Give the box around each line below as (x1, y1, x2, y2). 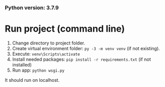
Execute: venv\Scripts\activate (12, 51, 80, 57)
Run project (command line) (5, 23, 125, 35)
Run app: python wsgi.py (12, 67, 65, 73)
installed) (12, 61, 32, 68)
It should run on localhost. (5, 77, 60, 83)
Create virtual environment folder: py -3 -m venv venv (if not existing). (12, 45, 160, 51)
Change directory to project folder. (12, 40, 85, 46)
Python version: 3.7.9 (5, 4, 59, 11)
